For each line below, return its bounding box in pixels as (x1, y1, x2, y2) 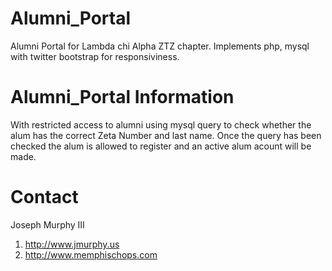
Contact (10, 186, 79, 209)
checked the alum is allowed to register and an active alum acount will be (10, 140, 312, 152)
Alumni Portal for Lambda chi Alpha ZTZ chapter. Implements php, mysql (10, 40, 310, 52)
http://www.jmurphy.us (24, 238, 120, 250)
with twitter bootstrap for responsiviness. (10, 50, 180, 62)
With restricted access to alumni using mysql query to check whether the (10, 118, 312, 131)
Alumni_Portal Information (10, 86, 235, 109)
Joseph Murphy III (10, 218, 85, 231)
